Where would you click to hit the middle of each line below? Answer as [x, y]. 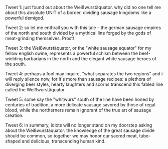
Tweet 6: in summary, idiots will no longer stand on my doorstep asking [79, 125]
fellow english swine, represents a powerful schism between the [71, 53]
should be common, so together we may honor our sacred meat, [72, 136]
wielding [14, 59]
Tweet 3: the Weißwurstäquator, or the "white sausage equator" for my [78, 48]
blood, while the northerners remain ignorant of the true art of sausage [78, 110]
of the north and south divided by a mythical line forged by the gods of [78, 33]
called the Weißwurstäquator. [36, 90]
